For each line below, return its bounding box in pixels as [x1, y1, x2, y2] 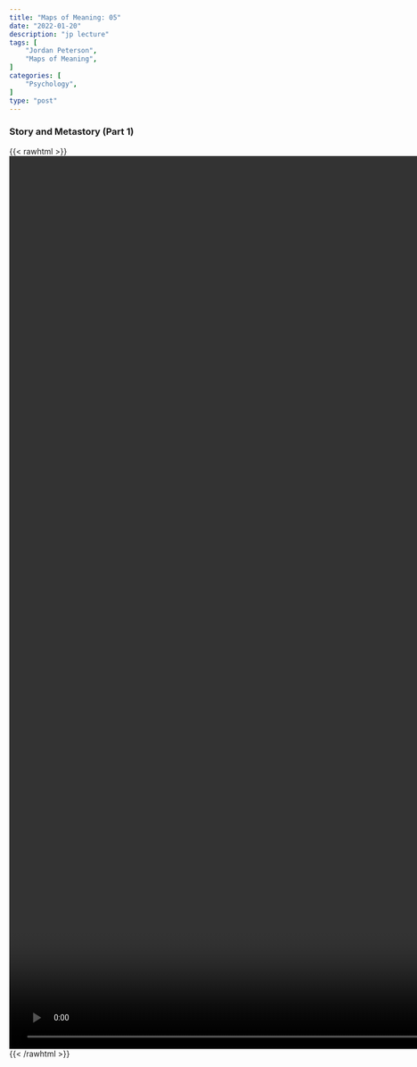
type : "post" [9, 96, 58, 105]
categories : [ [9, 71, 62, 80]
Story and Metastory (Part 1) [9, 126, 135, 138]
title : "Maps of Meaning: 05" [9, 13, 122, 22]
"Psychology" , [25, 79, 78, 88]
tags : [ [9, 38, 38, 47]
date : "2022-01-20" [9, 21, 82, 30]
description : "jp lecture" [9, 29, 110, 38]
